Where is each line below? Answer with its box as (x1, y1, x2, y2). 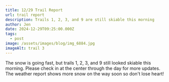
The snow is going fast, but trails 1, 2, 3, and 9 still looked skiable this (5, 59, 151, 66)
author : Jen (5, 22, 31, 27)
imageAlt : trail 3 (5, 46, 45, 51)
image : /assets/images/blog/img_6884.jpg (5, 41, 95, 46)
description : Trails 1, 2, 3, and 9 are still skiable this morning (5, 17, 155, 22)
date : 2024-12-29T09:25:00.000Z (5, 27, 74, 32)
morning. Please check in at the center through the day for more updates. (5, 65, 160, 71)
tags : (5, 31, 17, 36)
